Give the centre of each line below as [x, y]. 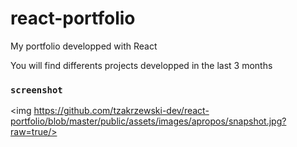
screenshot [36, 90]
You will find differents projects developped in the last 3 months [141, 65]
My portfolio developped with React [84, 46]
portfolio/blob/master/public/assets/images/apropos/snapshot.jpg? [148, 121]
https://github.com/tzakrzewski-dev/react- [121, 111]
